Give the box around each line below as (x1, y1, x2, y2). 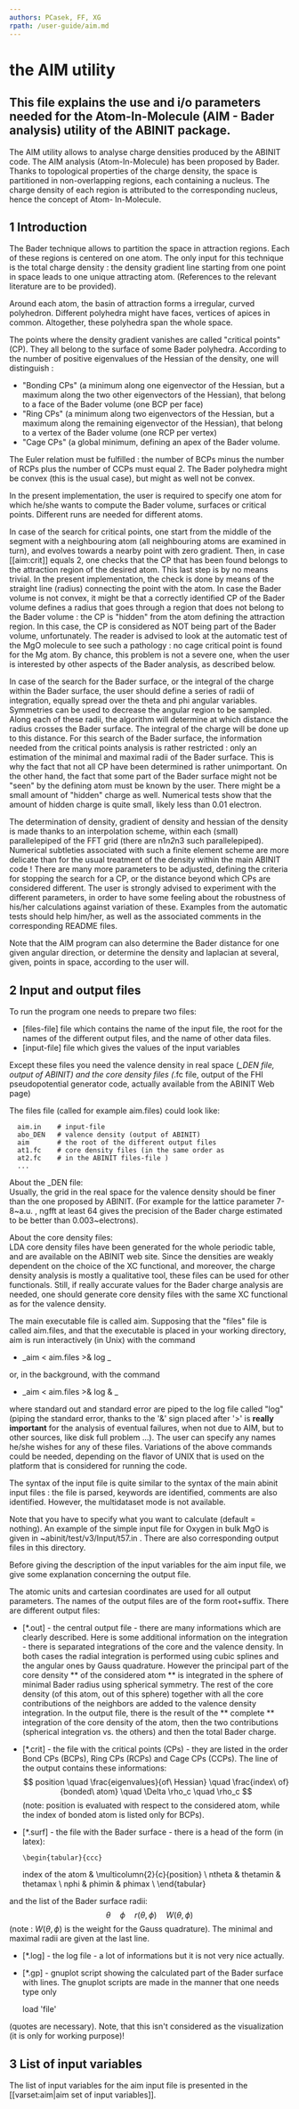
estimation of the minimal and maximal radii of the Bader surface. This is (9, 752, 274, 762)
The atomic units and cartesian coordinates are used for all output (9, 1586, 251, 1597)
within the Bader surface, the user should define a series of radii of (9, 686, 255, 696)
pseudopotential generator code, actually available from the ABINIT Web (9, 1079, 275, 1089)
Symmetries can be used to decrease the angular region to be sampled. (9, 704, 272, 715)
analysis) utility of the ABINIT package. (9, 123, 231, 138)
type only (21, 1987, 58, 1998)
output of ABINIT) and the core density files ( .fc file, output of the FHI (9, 1070, 264, 1080)
